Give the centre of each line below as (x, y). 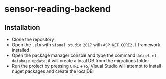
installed (20, 50)
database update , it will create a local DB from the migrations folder (81, 60)
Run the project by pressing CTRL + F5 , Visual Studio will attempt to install (86, 66)
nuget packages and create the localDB (52, 71)
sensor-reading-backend (58, 9)
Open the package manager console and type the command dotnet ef (84, 55)
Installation (22, 28)
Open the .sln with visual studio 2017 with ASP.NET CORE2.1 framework (86, 45)
